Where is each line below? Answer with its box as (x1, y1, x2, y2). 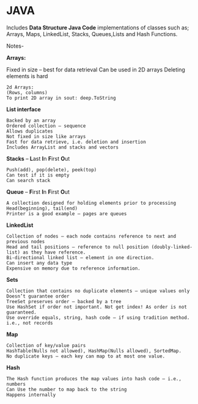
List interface (6, 105, 41, 113)
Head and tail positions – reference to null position (6, 244, 149, 250)
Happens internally (6, 392, 56, 398)
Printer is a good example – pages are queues (6, 210, 127, 217)
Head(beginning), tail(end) (6, 205, 78, 211)
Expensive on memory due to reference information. (6, 265, 141, 271)
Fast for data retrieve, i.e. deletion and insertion (6, 139, 147, 145)
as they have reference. (22, 249, 86, 255)
